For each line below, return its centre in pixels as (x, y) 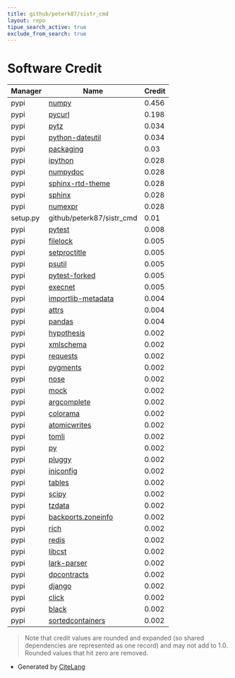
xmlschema (67, 345)
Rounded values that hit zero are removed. (86, 653)
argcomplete (70, 402)
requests (63, 356)
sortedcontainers (77, 621)
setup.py (25, 218)
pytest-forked (72, 275)
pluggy (60, 459)
